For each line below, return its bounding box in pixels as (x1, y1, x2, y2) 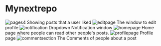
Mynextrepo (5, 3, 57, 14)
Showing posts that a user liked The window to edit (26, 19, 156, 25)
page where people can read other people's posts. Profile (5, 30, 154, 36)
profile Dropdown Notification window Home (5, 24, 155, 30)
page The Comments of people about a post (5, 35, 137, 41)
